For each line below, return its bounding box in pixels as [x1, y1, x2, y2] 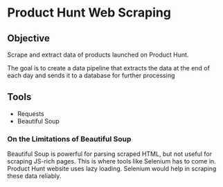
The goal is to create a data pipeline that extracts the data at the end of [7, 64, 210, 72]
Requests [17, 109, 44, 118]
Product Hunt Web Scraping [7, 5, 172, 21]
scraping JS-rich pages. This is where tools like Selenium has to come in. [7, 157, 216, 166]
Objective [7, 32, 51, 44]
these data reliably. [7, 172, 62, 180]
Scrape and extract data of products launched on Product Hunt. [7, 50, 189, 59]
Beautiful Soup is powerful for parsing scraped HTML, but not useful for [7, 150, 213, 158]
